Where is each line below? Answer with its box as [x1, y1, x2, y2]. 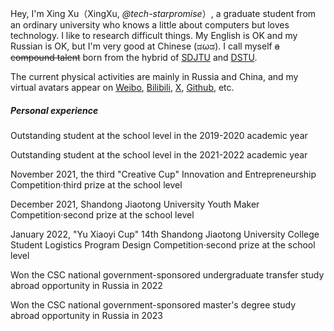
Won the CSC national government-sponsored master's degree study [10, 298, 297, 311]
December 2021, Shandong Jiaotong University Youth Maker [10, 198, 260, 210]
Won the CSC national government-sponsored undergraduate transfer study [10, 268, 325, 281]
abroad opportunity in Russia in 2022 [10, 279, 163, 291]
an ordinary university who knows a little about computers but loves [10, 19, 290, 31]
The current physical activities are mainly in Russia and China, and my [10, 71, 299, 82]
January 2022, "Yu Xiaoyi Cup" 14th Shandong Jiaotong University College [10, 228, 320, 240]
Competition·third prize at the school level [10, 178, 183, 191]
